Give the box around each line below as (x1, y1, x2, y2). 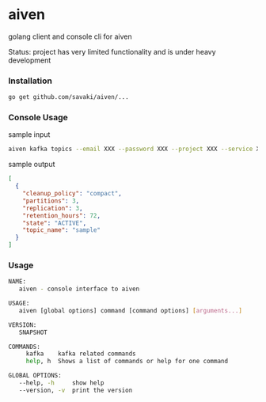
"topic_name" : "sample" (22, 226, 101, 234)
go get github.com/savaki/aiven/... (8, 93, 129, 101)
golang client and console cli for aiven (8, 32, 132, 41)
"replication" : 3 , (22, 204, 83, 212)
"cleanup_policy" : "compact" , (22, 190, 123, 198)
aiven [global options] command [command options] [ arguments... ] (18, 306, 243, 314)
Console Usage (8, 112, 69, 123)
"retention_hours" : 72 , (22, 211, 101, 219)
